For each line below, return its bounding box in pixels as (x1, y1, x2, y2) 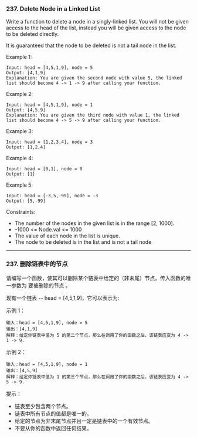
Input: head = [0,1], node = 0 (6, 166, 83, 172)
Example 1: (6, 54, 32, 61)
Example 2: (6, 91, 33, 98)
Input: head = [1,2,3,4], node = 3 (6, 139, 93, 145)
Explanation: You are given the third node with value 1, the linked (6, 112, 180, 118)
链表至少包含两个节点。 (14, 402, 72, 409)
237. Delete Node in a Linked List (6, 5, 101, 13)
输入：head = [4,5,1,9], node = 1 (6, 361, 88, 367)
